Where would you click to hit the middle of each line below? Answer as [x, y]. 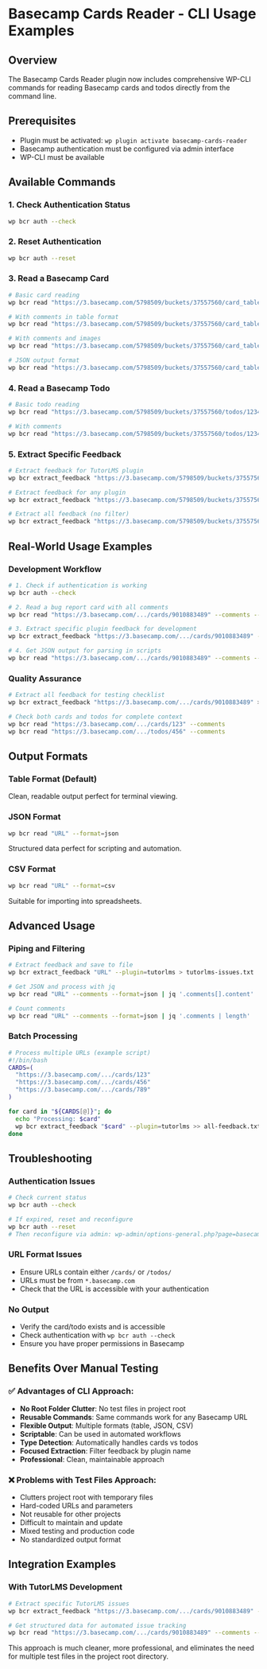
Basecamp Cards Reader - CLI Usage [132, 14]
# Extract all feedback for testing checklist [87, 695]
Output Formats [48, 756]
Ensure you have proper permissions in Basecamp [102, 1344]
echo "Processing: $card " [58, 1119]
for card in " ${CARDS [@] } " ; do [60, 1111]
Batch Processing [43, 1037]
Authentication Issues [52, 1181]
